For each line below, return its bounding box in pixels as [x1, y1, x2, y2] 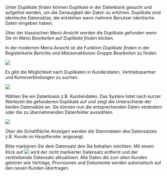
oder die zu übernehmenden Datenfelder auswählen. [5, 109, 114, 115]
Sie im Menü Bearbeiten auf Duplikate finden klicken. [5, 35, 114, 41]
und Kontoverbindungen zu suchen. [5, 74, 79, 80]
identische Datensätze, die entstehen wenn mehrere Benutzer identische [5, 15, 155, 20]
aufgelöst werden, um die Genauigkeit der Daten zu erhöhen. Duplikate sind [5, 9, 161, 15]
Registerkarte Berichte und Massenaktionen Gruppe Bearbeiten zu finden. [5, 50, 158, 56]
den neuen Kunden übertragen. [5, 165, 70, 171]
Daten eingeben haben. [5, 20, 53, 26]
